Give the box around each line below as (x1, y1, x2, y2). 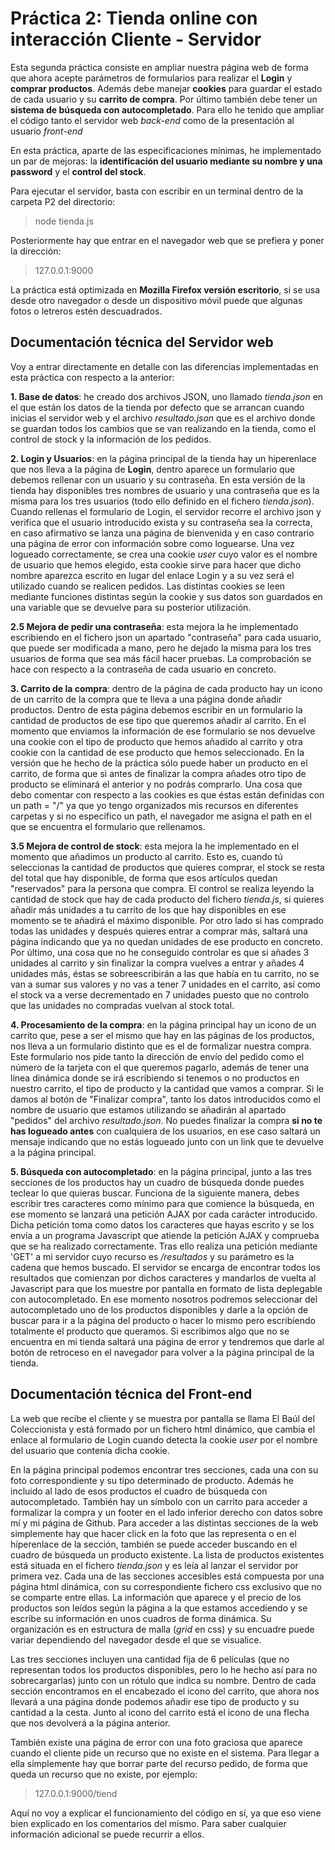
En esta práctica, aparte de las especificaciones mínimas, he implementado (10, 144, 322, 156)
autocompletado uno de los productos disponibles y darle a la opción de (10, 1303, 309, 1316)
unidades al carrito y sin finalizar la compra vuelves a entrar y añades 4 (10, 957, 305, 969)
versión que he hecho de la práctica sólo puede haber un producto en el (10, 757, 308, 769)
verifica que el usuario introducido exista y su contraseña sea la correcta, (10, 516, 313, 528)
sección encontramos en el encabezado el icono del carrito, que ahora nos (10, 1685, 320, 1697)
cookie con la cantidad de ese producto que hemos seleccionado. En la (10, 746, 305, 758)
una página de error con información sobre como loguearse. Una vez (10, 537, 295, 549)
